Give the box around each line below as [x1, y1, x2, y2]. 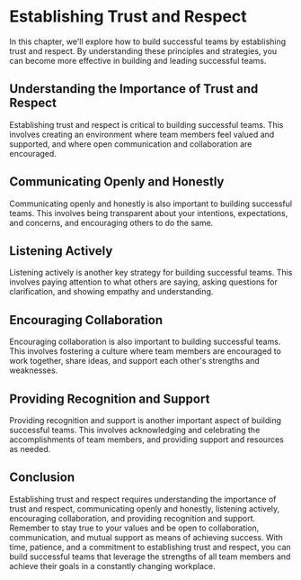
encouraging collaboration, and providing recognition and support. [9, 512, 256, 523]
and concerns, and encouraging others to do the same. [9, 217, 214, 228]
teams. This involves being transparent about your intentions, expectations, [9, 207, 288, 218]
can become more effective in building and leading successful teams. [9, 55, 267, 66]
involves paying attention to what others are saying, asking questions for [9, 276, 279, 287]
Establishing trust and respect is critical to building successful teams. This [9, 119, 284, 130]
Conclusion [9, 470, 75, 485]
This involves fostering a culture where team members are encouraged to [9, 346, 281, 357]
